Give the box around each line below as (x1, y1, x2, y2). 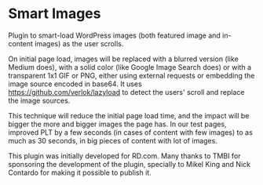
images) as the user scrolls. (35, 38, 124, 48)
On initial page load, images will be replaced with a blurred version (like (8, 54, 239, 63)
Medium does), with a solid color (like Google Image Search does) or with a (8, 62, 252, 71)
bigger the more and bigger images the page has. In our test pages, (8, 119, 227, 129)
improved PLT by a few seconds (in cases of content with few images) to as (8, 127, 253, 137)
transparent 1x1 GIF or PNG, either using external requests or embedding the (8, 71, 255, 80)
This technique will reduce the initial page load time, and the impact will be (8, 111, 250, 120)
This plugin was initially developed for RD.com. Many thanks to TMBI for (8, 151, 241, 161)
